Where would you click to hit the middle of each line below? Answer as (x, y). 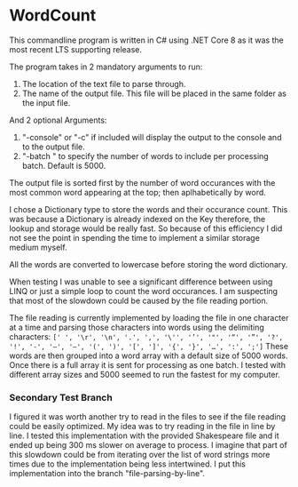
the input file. (46, 102)
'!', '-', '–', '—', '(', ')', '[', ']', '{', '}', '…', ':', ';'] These (149, 346)
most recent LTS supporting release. (76, 49)
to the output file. (54, 147)
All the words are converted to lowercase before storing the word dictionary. (149, 264)
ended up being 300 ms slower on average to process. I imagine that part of (149, 445)
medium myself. (39, 247)
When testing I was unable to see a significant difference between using (141, 282)
